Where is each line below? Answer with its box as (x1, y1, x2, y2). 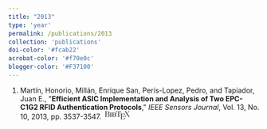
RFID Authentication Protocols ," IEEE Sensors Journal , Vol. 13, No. (39, 102, 260, 112)
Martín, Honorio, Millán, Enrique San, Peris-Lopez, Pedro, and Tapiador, (19, 85, 255, 95)
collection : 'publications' (8, 38, 102, 46)
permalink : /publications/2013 (8, 29, 112, 37)
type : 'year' (8, 21, 52, 29)
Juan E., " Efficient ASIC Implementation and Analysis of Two (19, 93, 225, 103)
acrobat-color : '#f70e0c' (8, 55, 94, 63)
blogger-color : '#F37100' (8, 63, 94, 71)
